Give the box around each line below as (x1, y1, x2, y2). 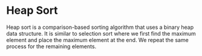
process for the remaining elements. (6, 43, 97, 50)
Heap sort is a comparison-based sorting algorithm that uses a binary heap (6, 23, 194, 31)
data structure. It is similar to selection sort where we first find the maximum (6, 30, 197, 37)
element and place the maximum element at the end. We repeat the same (6, 36, 189, 43)
